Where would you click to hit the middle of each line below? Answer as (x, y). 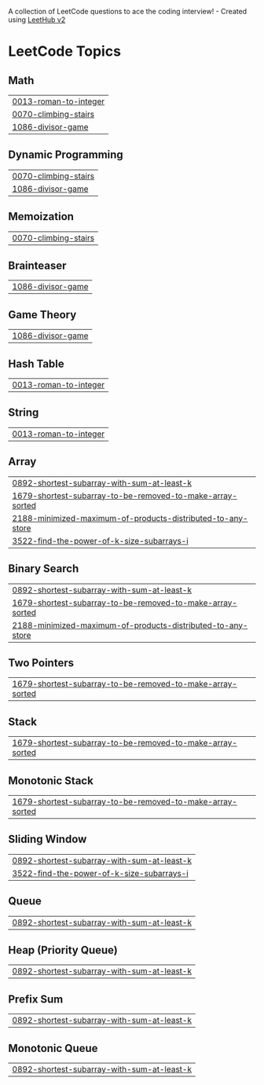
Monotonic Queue (53, 1048)
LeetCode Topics (65, 51)
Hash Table (36, 363)
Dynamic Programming (66, 155)
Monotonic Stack (51, 781)
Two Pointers (41, 663)
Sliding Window (48, 839)
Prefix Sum (36, 999)
